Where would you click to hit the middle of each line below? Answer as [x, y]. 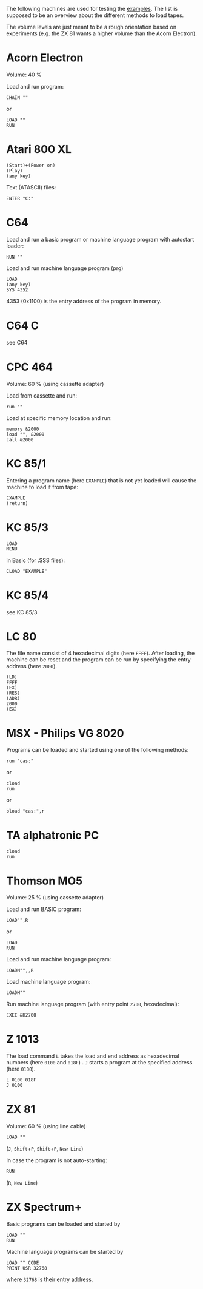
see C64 [17, 342]
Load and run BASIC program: [44, 909]
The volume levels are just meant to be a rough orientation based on [92, 27]
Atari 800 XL [39, 150]
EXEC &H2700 [21, 1015]
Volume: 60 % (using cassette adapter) [55, 384]
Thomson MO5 [45, 881]
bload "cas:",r [25, 811]
